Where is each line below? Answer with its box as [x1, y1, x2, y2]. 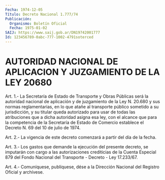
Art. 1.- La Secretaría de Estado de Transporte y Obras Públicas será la [5, 93, 149, 99]
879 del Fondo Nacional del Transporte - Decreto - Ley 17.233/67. [5, 154, 138, 160]
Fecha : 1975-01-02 [9, 26, 48, 31]
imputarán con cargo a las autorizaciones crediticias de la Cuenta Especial [5, 149, 157, 155]
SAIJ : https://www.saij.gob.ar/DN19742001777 [5, 30, 100, 35]
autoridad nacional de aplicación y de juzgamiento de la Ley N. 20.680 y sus [5, 98, 160, 104]
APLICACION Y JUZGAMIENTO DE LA [5, 67, 160, 78]
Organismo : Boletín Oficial [9, 21, 67, 26]
